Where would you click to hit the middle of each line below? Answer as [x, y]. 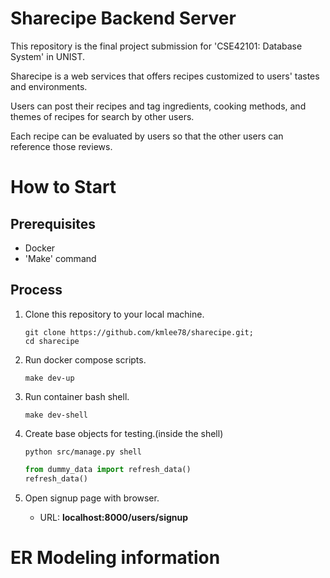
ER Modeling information [115, 557]
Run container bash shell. [77, 396]
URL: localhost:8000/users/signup [114, 517]
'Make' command [60, 258]
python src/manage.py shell [83, 452]
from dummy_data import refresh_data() [108, 469]
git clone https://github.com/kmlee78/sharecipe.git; [139, 332]
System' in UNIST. [48, 56]
